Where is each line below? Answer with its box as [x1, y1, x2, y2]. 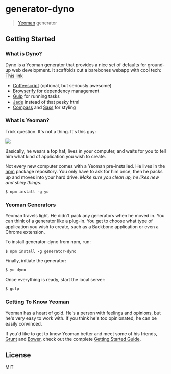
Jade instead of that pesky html [12, 98, 80, 105]
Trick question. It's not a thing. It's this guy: [5, 128, 96, 134]
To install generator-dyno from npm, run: [5, 239, 91, 245]
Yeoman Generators [5, 201, 56, 208]
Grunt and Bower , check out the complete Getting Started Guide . [5, 336, 141, 342]
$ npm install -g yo [5, 189, 50, 194]
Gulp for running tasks [12, 93, 60, 99]
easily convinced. [5, 320, 42, 327]
